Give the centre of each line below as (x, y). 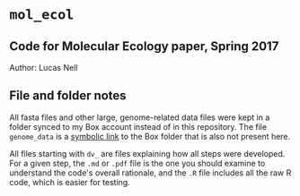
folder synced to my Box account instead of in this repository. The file (138, 126)
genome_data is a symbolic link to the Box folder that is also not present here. (150, 136)
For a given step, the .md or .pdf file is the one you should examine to (137, 163)
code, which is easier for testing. (70, 182)
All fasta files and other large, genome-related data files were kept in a (140, 117)
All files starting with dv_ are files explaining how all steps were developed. (147, 153)
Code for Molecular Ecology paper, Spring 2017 (144, 46)
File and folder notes (68, 96)
